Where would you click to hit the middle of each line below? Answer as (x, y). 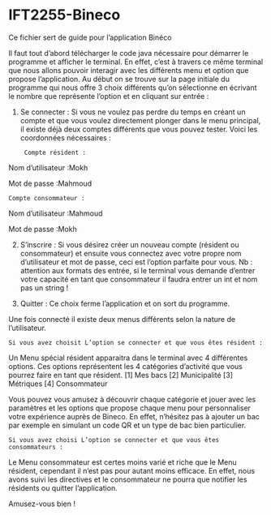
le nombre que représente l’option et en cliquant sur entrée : (109, 96)
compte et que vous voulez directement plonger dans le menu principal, (140, 120)
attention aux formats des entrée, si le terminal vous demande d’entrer (138, 270)
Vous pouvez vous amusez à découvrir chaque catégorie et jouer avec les (132, 399)
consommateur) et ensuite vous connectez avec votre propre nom (131, 253)
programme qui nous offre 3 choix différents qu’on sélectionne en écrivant (133, 88)
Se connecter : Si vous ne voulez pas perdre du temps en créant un (133, 112)
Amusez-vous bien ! (42, 504)
